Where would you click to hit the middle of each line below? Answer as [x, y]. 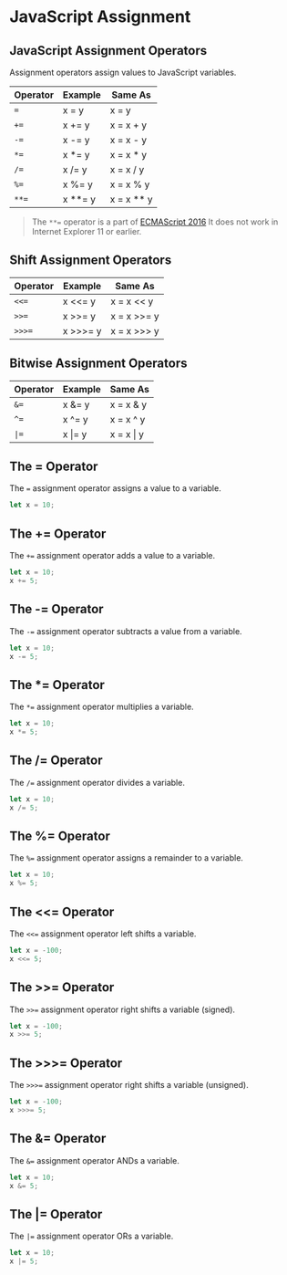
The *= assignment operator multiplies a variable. [102, 707]
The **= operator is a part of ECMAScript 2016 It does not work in [155, 222]
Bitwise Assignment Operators [98, 364]
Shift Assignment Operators [91, 261]
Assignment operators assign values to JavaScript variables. [123, 72]
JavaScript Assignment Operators [108, 51]
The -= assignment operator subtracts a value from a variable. [126, 631]
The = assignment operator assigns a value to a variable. [115, 488]
